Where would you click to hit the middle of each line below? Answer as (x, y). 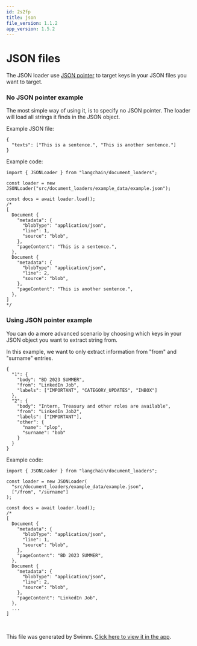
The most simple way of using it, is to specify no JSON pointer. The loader (98, 111)
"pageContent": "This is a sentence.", (67, 247)
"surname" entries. (30, 358)
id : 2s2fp (19, 12)
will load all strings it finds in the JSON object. (63, 117)
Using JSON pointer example (49, 320)
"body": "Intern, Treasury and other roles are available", (94, 406)
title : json (21, 18)
